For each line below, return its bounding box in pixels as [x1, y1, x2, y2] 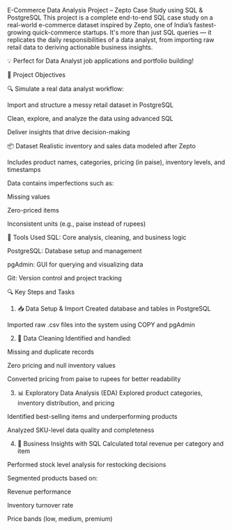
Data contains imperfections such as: [7, 179, 114, 187]
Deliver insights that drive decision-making [7, 128, 130, 136]
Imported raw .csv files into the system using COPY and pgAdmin [7, 321, 195, 329]
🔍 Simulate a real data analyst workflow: [7, 85, 124, 93]
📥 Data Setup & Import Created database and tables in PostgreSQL [17, 304, 211, 313]
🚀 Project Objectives [7, 71, 66, 79]
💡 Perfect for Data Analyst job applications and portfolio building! [7, 57, 194, 65]
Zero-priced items [7, 206, 59, 214]
